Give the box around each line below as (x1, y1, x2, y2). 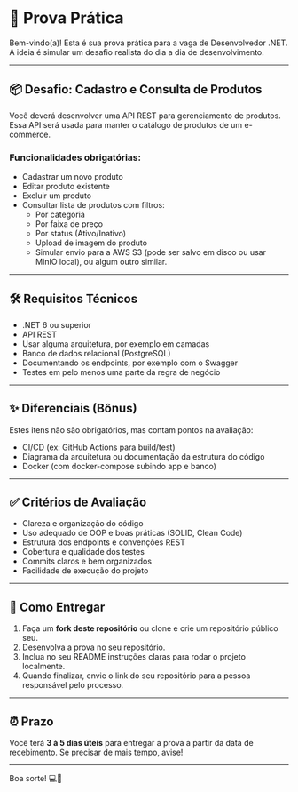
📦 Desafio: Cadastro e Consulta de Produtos (9, 82, 263, 97)
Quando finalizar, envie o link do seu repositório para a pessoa (21, 670, 251, 681)
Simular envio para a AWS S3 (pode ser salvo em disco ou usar (35, 247, 266, 258)
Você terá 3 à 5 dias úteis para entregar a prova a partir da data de (9, 738, 255, 748)
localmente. (21, 661, 66, 672)
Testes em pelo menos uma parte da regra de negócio (21, 366, 221, 377)
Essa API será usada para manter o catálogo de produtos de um (9, 119, 243, 130)
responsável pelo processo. (21, 680, 124, 691)
